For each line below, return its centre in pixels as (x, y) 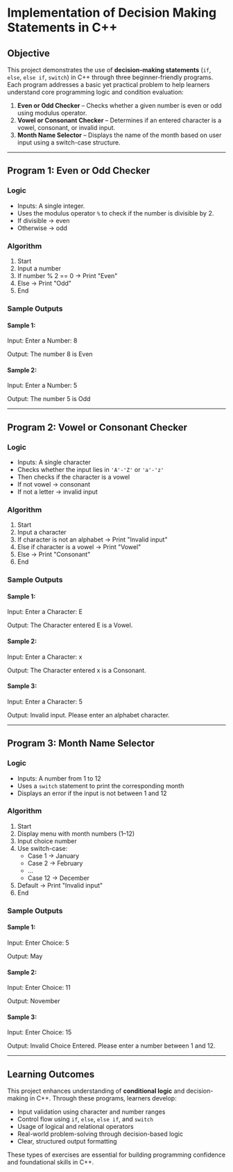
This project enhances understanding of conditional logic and (96, 1091)
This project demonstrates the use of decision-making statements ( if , (109, 70)
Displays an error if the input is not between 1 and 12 (92, 793)
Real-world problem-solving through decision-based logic (100, 1134)
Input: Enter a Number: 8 (42, 341)
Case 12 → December (59, 878)
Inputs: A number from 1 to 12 (59, 778)
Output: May (25, 956)
